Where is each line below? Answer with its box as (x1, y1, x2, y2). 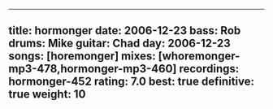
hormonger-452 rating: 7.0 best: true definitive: (8, 75, 254, 89)
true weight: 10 (8, 87, 86, 102)
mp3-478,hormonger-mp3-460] (8, 62, 177, 76)
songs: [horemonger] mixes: (8, 50, 156, 63)
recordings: (178, 62, 240, 76)
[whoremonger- (158, 50, 240, 63)
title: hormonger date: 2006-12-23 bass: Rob (8, 24, 241, 37)
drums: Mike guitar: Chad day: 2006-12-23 (8, 37, 231, 50)
